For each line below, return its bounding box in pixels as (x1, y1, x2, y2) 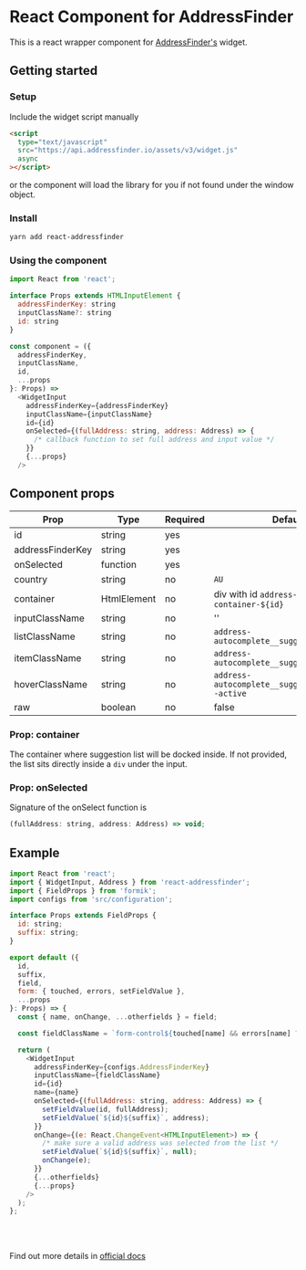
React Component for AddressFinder (9, 6, 294, 27)
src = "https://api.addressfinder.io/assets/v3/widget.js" (17, 146, 239, 155)
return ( (17, 1045, 51, 1055)
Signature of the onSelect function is (9, 802, 148, 813)
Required (164, 513, 205, 526)
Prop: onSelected (9, 781, 88, 793)
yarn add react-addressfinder (9, 233, 125, 242)
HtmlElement (100, 592, 157, 604)
